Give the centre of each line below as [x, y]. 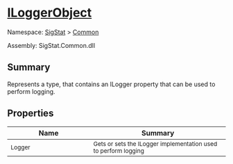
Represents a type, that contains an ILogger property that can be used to [111, 84]
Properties [31, 114]
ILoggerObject [50, 13]
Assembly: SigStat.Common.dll [51, 45]
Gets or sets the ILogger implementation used [155, 143]
